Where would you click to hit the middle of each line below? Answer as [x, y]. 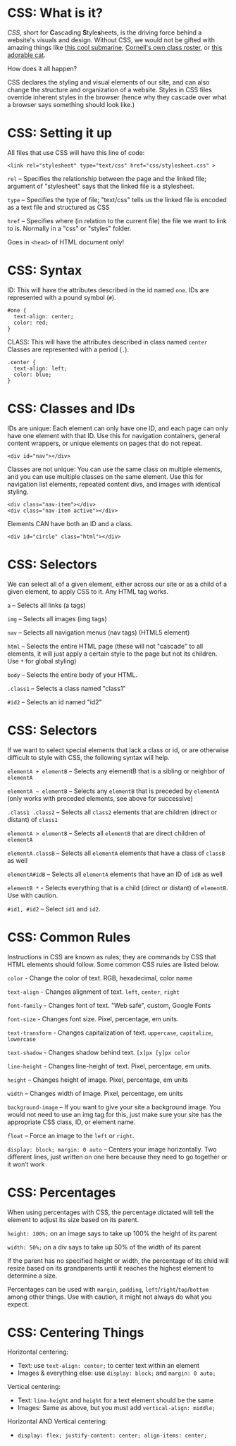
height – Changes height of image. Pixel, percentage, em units [98, 1080]
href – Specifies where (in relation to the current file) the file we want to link [117, 220]
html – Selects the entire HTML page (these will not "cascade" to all [105, 646]
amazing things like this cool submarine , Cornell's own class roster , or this [115, 47]
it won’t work [26, 1164]
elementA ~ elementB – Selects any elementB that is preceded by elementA [113, 791]
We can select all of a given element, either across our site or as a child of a [117, 584]
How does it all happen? [42, 68]
